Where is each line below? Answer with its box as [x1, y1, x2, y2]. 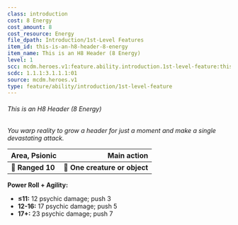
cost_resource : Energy [7, 30, 74, 37]
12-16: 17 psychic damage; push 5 [17, 202, 118, 211]
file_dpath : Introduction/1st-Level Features [7, 37, 144, 44]
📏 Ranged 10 [11, 163, 55, 173]
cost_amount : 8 [7, 23, 52, 30]
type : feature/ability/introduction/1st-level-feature [7, 83, 173, 90]
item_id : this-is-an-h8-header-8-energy [7, 43, 129, 50]
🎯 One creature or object [63, 163, 149, 173]
